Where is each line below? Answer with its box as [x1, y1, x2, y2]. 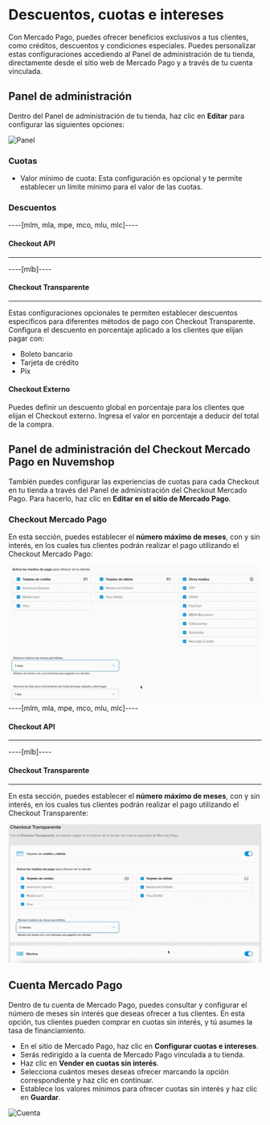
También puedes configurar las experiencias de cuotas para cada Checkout [8, 477, 260, 486]
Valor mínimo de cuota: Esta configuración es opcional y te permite [19, 174, 243, 183]
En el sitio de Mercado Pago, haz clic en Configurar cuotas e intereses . [19, 1041, 259, 1050]
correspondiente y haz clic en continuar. [19, 1075, 154, 1085]
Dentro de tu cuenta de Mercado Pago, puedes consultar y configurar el [8, 1000, 247, 1009]
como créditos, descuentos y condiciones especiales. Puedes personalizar [8, 40, 256, 50]
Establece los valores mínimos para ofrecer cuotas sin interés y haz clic [19, 1083, 258, 1094]
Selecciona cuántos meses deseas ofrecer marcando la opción [19, 1066, 229, 1076]
